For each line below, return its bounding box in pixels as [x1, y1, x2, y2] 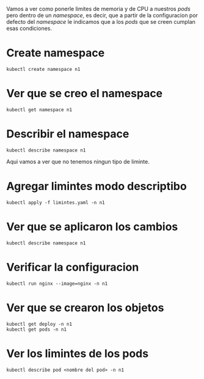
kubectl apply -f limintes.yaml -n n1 [6, 199, 105, 205]
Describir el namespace [6, 127, 129, 141]
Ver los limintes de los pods [6, 347, 148, 360]
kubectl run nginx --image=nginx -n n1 [6, 281, 108, 287]
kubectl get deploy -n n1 [6, 321, 72, 327]
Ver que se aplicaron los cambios [6, 219, 178, 234]
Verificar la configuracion [6, 260, 139, 274]
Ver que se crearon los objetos [6, 301, 164, 314]
